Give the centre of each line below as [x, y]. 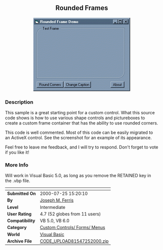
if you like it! [17, 152]
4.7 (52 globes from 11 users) [70, 214]
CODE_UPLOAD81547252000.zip [74, 241]
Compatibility [21, 221]
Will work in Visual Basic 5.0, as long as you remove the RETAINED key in [78, 176]
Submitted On [21, 194]
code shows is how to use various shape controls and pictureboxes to [75, 118]
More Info [17, 165]
